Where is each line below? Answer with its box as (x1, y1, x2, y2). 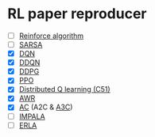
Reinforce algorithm (18, 31, 84, 40)
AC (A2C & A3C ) (18, 102, 73, 112)
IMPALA (18, 112, 45, 121)
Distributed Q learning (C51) (18, 85, 110, 94)
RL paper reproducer (7, 5, 147, 23)
